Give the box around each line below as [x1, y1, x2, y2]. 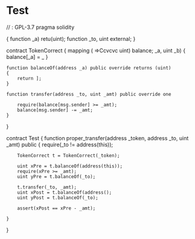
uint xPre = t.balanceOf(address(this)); [17, 163, 123, 169]
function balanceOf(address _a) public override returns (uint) [6, 64, 171, 71]
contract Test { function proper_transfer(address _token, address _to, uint [6, 134, 189, 141]
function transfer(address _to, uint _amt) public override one [6, 91, 171, 97]
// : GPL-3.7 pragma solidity [6, 23, 75, 31]
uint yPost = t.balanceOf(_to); [17, 194, 98, 200]
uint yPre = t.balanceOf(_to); [17, 173, 96, 179]
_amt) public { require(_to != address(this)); [6, 141, 113, 148]
